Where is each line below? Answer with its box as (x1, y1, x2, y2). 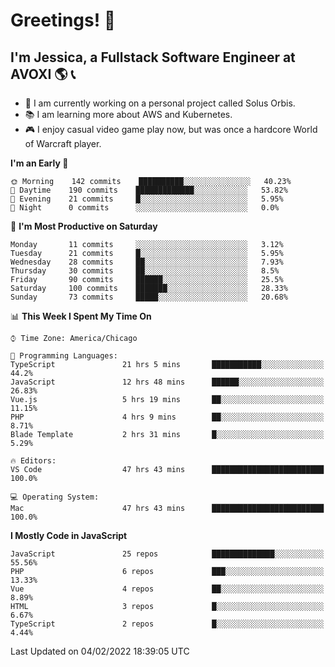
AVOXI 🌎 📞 (10, 65, 76, 83)
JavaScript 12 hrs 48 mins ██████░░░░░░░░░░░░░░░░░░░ (10, 377, 325, 387)
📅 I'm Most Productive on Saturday (10, 220, 158, 232)
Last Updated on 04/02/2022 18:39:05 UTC (10, 645, 190, 657)
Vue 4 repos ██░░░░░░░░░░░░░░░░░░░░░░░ (10, 584, 325, 594)
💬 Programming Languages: (10, 351, 118, 361)
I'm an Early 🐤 (10, 157, 69, 169)
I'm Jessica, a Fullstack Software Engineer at (10, 49, 296, 66)
